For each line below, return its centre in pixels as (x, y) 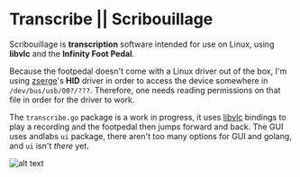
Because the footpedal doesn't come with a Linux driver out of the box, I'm (148, 71)
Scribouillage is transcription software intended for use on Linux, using (142, 44)
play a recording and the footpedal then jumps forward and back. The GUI (146, 127)
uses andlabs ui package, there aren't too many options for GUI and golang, (151, 136)
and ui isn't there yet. (50, 146)
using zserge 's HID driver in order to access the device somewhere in (139, 80)
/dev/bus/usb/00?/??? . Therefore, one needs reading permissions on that (145, 90)
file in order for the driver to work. (72, 100)
